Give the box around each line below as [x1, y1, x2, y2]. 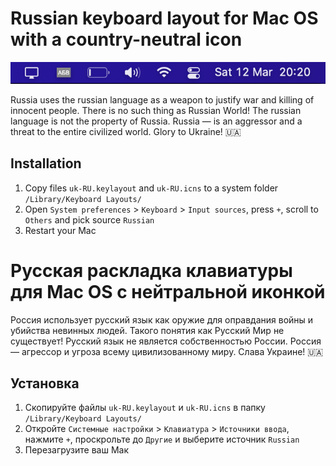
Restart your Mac [24, 224, 97, 236]
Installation [10, 155, 82, 172]
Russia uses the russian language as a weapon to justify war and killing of [10, 93, 315, 106]
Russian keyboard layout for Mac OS [10, 7, 319, 30]
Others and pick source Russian [24, 213, 155, 226]
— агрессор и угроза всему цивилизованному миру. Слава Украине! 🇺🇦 [10, 345, 324, 357]
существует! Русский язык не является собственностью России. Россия [10, 335, 322, 347]
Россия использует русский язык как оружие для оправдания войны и [10, 313, 314, 326]
